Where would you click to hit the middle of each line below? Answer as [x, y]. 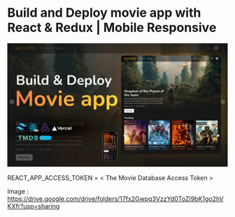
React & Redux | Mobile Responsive [112, 28]
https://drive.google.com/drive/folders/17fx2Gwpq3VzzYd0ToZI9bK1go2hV [115, 199]
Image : [18, 192]
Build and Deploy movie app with [104, 13]
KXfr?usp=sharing [34, 207]
